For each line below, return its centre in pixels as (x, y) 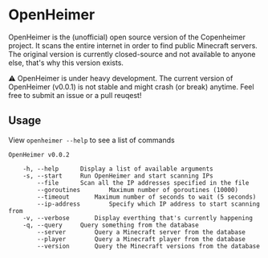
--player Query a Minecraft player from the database (142, 239)
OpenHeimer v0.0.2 (39, 154)
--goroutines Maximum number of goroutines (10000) (138, 190)
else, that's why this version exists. (66, 63)
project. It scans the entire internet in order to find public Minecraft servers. (133, 45)
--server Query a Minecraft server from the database (142, 232)
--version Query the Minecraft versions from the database (149, 246)
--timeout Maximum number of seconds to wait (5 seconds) (147, 197)
